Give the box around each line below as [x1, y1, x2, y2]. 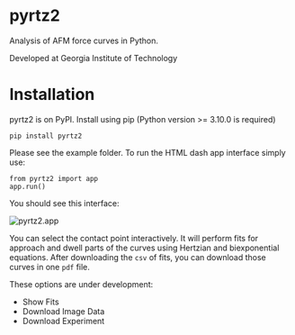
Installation [9, 85, 95, 104]
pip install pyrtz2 [9, 131, 83, 140]
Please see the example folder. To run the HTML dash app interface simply [9, 147, 286, 158]
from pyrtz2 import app [9, 174, 99, 183]
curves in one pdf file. [9, 261, 90, 272]
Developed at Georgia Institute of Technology [9, 52, 178, 63]
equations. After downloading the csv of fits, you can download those [9, 251, 267, 262]
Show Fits [22, 296, 60, 307]
